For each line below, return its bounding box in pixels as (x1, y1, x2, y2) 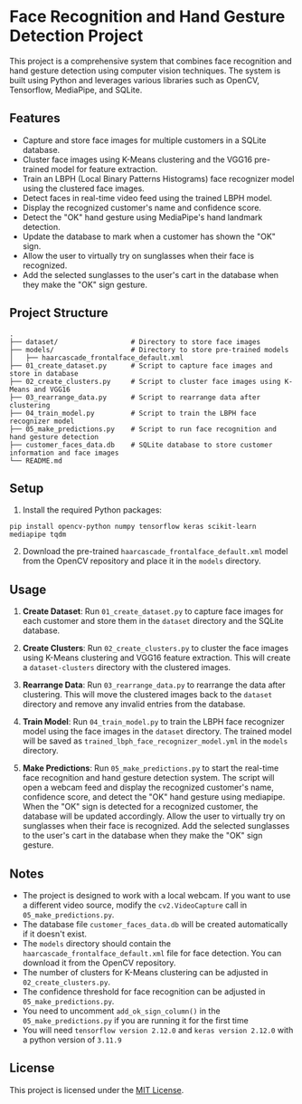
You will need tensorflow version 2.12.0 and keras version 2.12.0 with (22, 1025, 294, 1035)
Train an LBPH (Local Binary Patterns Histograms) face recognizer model (22, 173, 295, 184)
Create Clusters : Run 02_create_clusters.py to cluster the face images (22, 643, 289, 654)
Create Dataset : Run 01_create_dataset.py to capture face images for (22, 606, 284, 617)
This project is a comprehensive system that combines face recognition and (9, 55, 292, 66)
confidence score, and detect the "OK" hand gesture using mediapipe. (22, 792, 286, 802)
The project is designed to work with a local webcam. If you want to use (22, 890, 291, 900)
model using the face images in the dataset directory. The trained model (22, 726, 292, 737)
